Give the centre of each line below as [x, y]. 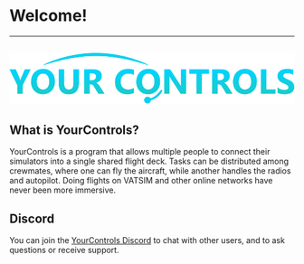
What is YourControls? [75, 131]
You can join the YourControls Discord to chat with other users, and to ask [147, 240]
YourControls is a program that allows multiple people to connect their [140, 152]
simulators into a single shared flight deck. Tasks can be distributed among [149, 161]
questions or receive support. [64, 250]
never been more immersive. [62, 190]
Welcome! [48, 16]
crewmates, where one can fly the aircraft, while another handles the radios [150, 171]
